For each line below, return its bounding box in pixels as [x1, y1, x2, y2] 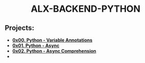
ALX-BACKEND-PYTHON [31, 3, 140, 15]
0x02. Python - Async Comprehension [12, 48, 97, 54]
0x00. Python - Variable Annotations [12, 37, 93, 43]
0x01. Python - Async [12, 43, 60, 49]
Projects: [5, 24, 34, 32]
